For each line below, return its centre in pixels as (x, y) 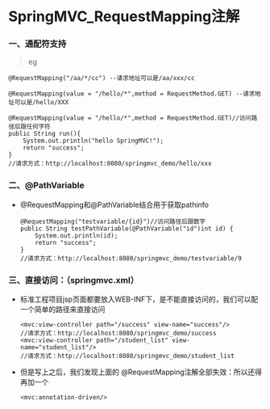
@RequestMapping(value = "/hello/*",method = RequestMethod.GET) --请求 (132, 94)
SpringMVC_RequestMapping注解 (124, 17)
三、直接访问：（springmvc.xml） (74, 280)
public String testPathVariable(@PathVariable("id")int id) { (127, 228)
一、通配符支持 (37, 44)
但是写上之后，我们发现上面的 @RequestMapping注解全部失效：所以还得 (141, 372)
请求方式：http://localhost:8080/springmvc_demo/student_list (131, 356)
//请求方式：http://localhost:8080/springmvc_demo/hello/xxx (110, 164)
